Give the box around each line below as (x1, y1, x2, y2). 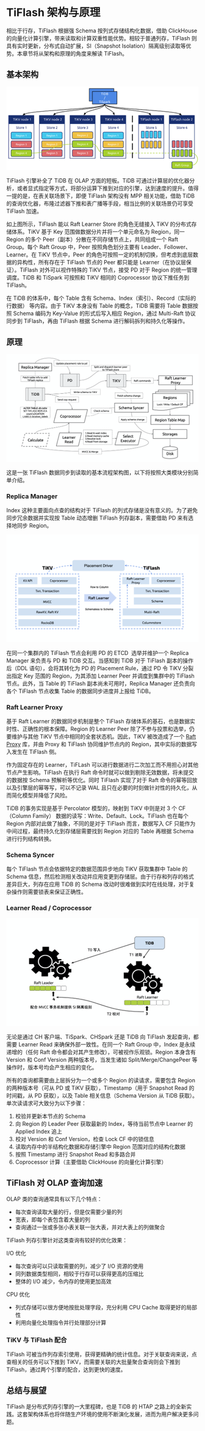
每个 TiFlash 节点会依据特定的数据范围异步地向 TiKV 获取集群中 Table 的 (6, 865, 188, 873)
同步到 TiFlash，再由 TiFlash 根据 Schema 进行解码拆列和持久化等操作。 (6, 317, 189, 324)
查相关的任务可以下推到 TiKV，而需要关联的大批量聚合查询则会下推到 (6, 1358, 181, 1365)
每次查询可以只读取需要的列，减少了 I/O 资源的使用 (15, 1262, 144, 1270)
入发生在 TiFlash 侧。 (6, 748, 60, 756)
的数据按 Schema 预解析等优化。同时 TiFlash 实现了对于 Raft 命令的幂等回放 (6, 777, 198, 784)
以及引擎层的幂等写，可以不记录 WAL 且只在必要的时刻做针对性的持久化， (6, 784, 192, 791)
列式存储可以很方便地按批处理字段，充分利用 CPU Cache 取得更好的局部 (15, 1303, 197, 1311)
